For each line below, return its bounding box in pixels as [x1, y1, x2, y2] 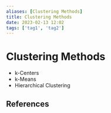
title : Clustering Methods [6, 14, 72, 20]
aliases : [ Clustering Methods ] [6, 8, 83, 15]
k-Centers [14, 70, 39, 77]
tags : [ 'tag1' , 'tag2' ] [6, 25, 65, 31]
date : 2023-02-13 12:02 [6, 19, 65, 25]
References [6, 99, 49, 109]
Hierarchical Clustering [14, 82, 70, 89]
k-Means [14, 76, 36, 83]
